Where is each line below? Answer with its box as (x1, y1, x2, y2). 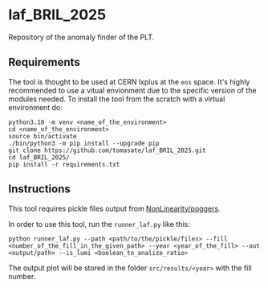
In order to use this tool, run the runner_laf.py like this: (8, 219, 190, 228)
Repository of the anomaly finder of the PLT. (8, 32, 155, 42)
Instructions (8, 183, 71, 196)
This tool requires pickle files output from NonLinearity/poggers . (8, 204, 221, 213)
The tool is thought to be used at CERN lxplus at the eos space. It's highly (8, 76, 250, 86)
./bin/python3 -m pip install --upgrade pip (8, 139, 160, 147)
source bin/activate (8, 132, 78, 140)
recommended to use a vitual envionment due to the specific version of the (8, 85, 257, 95)
